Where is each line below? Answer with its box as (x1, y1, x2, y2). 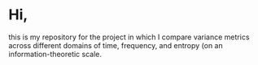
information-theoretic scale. (8, 49, 103, 59)
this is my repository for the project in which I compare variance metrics (8, 32, 250, 42)
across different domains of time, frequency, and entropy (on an (8, 40, 223, 50)
